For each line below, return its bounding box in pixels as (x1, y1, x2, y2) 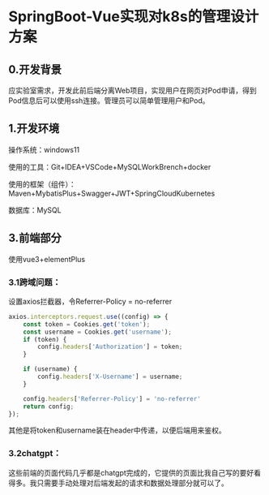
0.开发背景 (8, 62, 62, 76)
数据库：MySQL (8, 204, 62, 215)
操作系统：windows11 (8, 144, 80, 154)
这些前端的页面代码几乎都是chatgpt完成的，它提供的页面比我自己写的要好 (8, 467, 254, 477)
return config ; (23, 402, 75, 411)
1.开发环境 (8, 122, 60, 136)
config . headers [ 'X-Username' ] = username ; (37, 372, 183, 381)
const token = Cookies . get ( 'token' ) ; (23, 320, 151, 329)
